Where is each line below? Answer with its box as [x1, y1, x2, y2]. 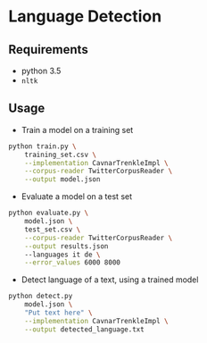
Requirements [8, 42, 88, 57]
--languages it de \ [24, 250, 101, 259]
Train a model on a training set [21, 124, 134, 135]
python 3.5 [21, 65, 62, 76]
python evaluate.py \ [8, 208, 89, 218]
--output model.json [24, 175, 101, 184]
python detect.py [8, 292, 73, 301]
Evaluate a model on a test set [21, 191, 133, 202]
